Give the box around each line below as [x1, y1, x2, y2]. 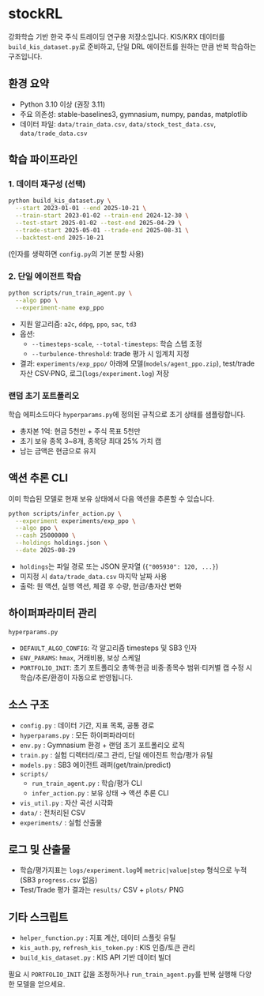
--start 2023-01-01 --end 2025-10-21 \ [15, 205, 147, 212]
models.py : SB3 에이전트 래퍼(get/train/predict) [19, 760, 172, 769]
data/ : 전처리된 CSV [19, 807, 85, 817]
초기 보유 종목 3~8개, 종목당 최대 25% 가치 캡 [19, 436, 162, 445]
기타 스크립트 [8, 910, 69, 924]
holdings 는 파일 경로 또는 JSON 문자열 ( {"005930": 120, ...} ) [19, 562, 219, 571]
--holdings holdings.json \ [15, 539, 108, 547]
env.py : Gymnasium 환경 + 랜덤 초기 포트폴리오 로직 [19, 740, 186, 750]
